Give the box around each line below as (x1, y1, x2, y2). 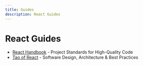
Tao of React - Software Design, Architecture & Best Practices (12, 55, 139, 61)
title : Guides (5, 7, 35, 12)
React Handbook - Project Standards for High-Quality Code (12, 49, 133, 55)
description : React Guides (5, 12, 61, 17)
